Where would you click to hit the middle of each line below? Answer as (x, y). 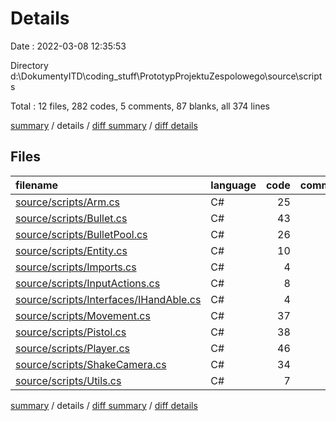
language (233, 185)
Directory (29, 65)
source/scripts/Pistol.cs (71, 332)
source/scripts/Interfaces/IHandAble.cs (108, 299)
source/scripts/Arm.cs (68, 202)
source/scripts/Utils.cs (68, 380)
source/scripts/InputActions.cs (88, 283)
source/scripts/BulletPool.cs (81, 234)
